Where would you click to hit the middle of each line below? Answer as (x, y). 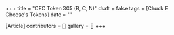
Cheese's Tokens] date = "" (39, 15)
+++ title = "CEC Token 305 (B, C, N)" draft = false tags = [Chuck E (87, 8)
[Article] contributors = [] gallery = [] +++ (56, 26)
